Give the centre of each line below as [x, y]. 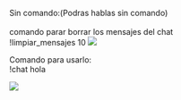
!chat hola [28, 69]
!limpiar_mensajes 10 [48, 42]
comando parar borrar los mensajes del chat [91, 32]
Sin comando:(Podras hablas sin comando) [89, 13]
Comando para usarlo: [51, 60]
